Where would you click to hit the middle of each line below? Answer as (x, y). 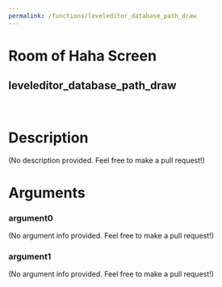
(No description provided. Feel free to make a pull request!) (107, 160)
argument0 (31, 217)
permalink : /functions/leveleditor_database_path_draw (103, 16)
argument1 (30, 256)
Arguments (47, 193)
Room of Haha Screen (83, 55)
